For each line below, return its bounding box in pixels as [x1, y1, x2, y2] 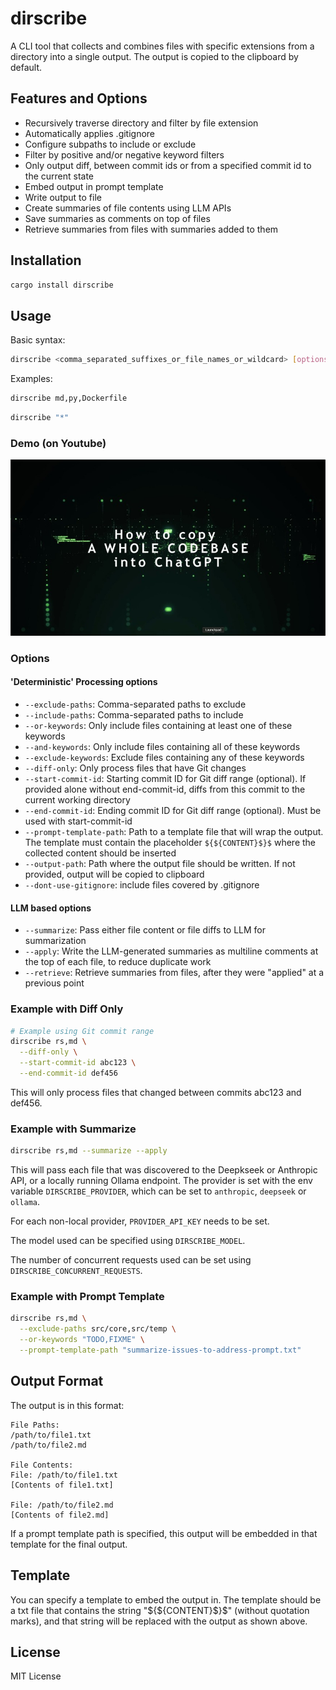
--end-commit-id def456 [19, 1068, 118, 1079]
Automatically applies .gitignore [24, 127, 156, 139]
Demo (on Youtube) [10, 436, 107, 450]
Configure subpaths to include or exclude [24, 138, 197, 150]
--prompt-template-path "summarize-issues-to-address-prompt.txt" [19, 1345, 302, 1356]
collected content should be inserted [24, 847, 177, 859]
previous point [24, 977, 85, 989]
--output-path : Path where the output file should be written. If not [24, 858, 296, 870]
